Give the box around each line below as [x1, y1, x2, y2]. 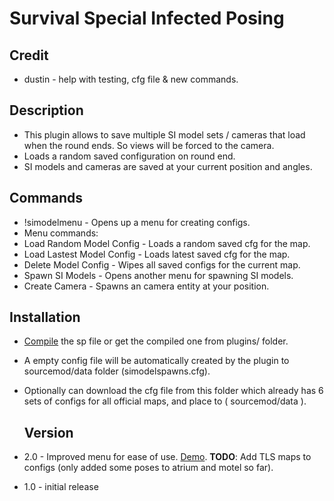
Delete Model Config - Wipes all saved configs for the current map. [23, 258, 301, 271]
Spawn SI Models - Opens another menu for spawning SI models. [23, 269, 294, 281]
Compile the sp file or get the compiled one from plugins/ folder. [23, 335, 289, 347]
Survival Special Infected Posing [9, 7, 285, 30]
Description [9, 102, 84, 119]
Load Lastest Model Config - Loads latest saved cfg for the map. [23, 248, 291, 260]
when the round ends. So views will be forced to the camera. [23, 139, 275, 151]
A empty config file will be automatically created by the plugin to [23, 355, 290, 367]
